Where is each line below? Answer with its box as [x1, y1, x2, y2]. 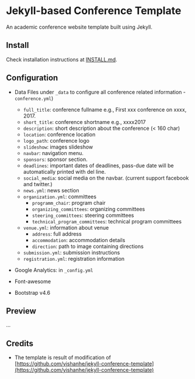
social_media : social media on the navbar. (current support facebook [23, 174, 189, 181]
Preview [6, 306, 37, 316]
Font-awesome [14, 278, 51, 285]
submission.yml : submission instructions [23, 249, 120, 256]
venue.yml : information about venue [23, 224, 109, 231]
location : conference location [23, 130, 96, 138]
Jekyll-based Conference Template [6, 4, 182, 18]
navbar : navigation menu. [23, 149, 83, 156]
